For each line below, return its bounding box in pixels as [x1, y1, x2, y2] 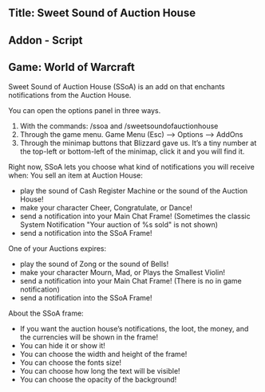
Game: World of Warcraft [8, 61, 136, 74]
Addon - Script [8, 33, 83, 47]
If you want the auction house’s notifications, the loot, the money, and [19, 323, 249, 333]
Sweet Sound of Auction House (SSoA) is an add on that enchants [8, 81, 225, 91]
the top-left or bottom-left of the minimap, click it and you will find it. [19, 147, 245, 156]
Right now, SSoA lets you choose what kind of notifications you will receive [8, 162, 255, 171]
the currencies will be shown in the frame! [19, 332, 158, 342]
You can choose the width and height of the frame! [19, 349, 188, 359]
